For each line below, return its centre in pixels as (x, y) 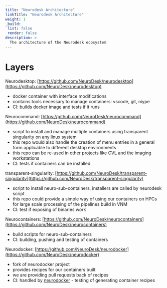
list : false (20, 29)
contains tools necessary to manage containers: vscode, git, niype (81, 101)
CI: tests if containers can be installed (51, 163)
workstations (26, 158)
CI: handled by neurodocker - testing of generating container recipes (84, 280)
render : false (22, 33)
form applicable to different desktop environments (64, 147)
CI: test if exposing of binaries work (49, 209)
